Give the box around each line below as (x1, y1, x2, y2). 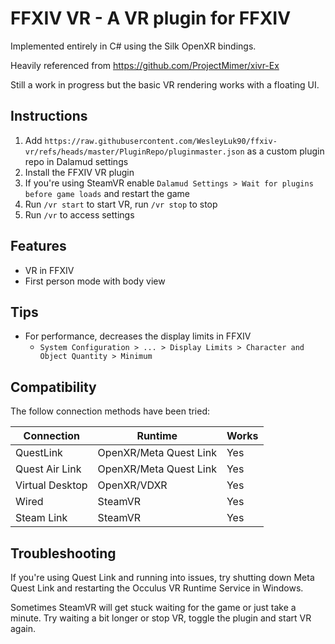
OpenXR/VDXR (97, 478, 168, 492)
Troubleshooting (10, 545, 117, 562)
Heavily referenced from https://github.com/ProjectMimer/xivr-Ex (10, 59, 280, 71)
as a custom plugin (246, 145, 325, 157)
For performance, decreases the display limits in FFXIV (24, 330, 252, 342)
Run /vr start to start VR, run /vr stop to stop (24, 198, 218, 210)
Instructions (10, 108, 88, 125)
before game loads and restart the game (24, 187, 191, 199)
